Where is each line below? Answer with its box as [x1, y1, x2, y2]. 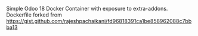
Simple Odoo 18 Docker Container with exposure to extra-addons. [6, 5, 168, 12]
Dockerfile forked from [6, 11, 63, 18]
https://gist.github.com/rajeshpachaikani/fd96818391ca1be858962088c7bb [6, 18, 192, 24]
